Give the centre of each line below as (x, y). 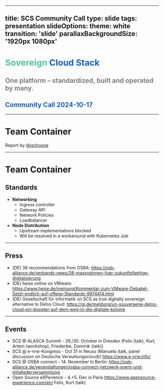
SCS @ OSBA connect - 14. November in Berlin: (60, 362)
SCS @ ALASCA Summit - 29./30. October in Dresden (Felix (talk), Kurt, (84, 341)
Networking (24, 199)
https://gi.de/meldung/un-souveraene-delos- (112, 304)
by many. (20, 88)
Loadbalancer (33, 220)
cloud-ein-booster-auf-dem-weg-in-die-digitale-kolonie (69, 309)
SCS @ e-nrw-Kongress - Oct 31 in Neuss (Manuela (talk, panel (76, 351)
